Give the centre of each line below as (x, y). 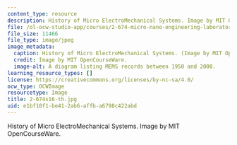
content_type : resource (42, 14)
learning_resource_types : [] (50, 73)
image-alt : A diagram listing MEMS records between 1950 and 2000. (115, 66)
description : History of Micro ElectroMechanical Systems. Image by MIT (116, 21)
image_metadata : (31, 47)
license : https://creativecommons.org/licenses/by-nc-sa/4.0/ (101, 80)
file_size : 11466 (33, 34)
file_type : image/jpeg (41, 40)
